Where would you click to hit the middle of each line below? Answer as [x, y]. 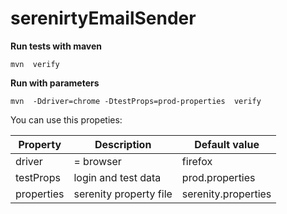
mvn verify [35, 64]
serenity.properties [226, 194]
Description [123, 144]
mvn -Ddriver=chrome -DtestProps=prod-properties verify [136, 101]
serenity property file [123, 194]
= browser [97, 161]
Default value [227, 144]
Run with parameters [55, 83]
